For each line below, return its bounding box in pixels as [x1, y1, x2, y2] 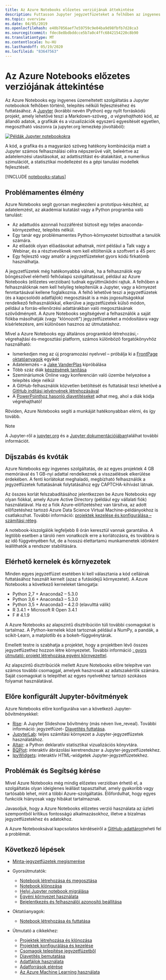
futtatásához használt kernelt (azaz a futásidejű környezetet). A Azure [5, 576, 148, 582]
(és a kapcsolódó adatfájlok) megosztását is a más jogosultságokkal [5, 294, 145, 301]
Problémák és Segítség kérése [5, 767, 101, 775]
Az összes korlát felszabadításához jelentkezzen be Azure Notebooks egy [5, 491, 157, 497]
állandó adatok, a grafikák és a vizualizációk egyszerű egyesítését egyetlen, [5, 118, 161, 124]
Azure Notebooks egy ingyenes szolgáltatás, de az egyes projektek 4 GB [5, 466, 155, 472]
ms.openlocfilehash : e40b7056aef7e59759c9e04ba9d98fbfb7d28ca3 [5, 26, 139, 31]
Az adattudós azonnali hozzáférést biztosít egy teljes [12, 222, 120, 228]
